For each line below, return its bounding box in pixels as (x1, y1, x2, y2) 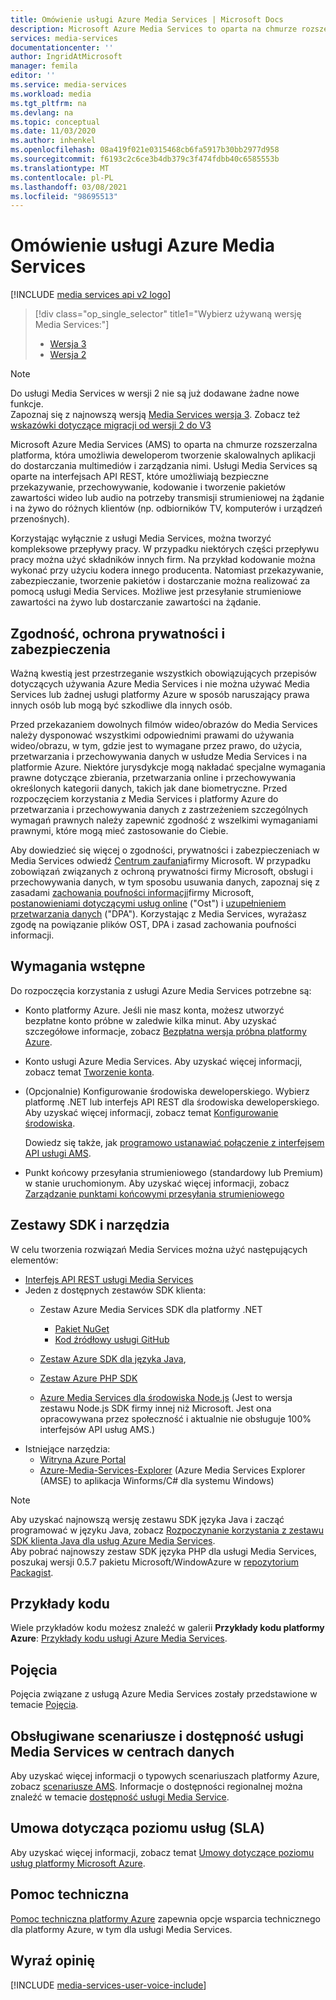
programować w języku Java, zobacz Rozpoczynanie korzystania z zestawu (10, 1524, 324, 1536)
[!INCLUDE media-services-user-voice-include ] (10, 1979, 207, 1991)
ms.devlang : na (10, 107, 74, 118)
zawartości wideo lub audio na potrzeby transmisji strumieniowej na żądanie (10, 492, 325, 504)
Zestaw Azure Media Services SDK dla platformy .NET (39, 1303, 263, 1315)
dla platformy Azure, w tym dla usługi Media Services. (10, 1923, 233, 1935)
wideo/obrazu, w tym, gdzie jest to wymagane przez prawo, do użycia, (10, 740, 303, 751)
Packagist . (10, 1566, 54, 1578)
